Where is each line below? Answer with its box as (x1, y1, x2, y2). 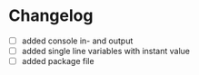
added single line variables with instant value (21, 46, 190, 56)
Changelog (8, 5, 94, 26)
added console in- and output (21, 35, 134, 46)
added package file (21, 56, 95, 67)
